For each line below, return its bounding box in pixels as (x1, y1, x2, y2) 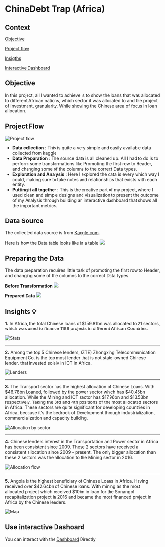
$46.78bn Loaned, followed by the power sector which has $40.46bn (5, 389, 146, 395)
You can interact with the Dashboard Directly (5, 536, 96, 542)
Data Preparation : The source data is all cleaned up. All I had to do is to (12, 155, 159, 161)
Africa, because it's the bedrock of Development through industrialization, (5, 410, 155, 416)
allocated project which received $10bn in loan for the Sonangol (5, 489, 134, 495)
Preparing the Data (5, 254, 64, 262)
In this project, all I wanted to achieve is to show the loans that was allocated (5, 92, 160, 98)
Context (5, 23, 30, 32)
